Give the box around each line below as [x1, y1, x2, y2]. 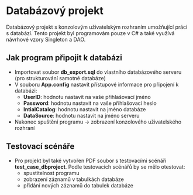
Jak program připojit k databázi [6, 53, 123, 63]
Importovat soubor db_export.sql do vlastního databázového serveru [14, 69, 182, 76]
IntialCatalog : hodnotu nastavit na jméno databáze [23, 105, 146, 112]
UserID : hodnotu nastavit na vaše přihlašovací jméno [23, 93, 151, 100]
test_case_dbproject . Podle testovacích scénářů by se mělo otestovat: [14, 163, 185, 170]
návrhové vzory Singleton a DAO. [6, 36, 86, 43]
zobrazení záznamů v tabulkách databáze [23, 176, 124, 183]
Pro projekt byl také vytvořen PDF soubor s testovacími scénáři [14, 157, 167, 164]
